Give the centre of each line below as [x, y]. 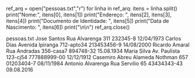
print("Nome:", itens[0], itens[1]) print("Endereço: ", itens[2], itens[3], [89, 15]
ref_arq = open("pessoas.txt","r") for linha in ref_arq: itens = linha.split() [92, 9]
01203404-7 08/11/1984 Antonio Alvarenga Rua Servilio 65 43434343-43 [94, 63]
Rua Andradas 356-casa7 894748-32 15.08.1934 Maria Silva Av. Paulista [93, 51]
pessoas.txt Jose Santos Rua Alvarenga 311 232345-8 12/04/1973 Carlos [94, 38]
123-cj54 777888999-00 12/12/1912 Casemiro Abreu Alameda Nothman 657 [97, 57]
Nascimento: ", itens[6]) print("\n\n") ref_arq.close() [68, 27]
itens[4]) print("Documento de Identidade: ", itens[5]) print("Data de [88, 21]
